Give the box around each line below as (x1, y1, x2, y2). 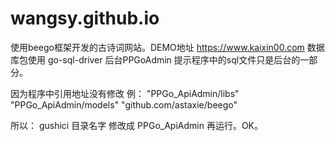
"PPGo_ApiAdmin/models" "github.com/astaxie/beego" (10, 98, 238, 111)
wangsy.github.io (10, 7, 160, 30)
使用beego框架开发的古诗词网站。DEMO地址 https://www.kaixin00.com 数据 (10, 41, 325, 53)
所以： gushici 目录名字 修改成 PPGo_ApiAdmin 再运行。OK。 (10, 119, 263, 131)
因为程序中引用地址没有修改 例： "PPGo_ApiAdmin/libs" (10, 87, 240, 99)
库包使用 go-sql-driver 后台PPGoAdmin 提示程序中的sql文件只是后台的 (10, 53, 301, 66)
